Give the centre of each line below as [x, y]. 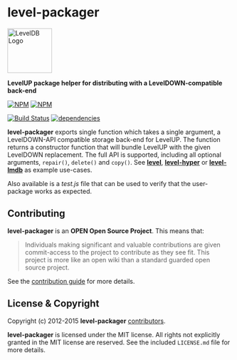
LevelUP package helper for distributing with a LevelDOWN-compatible [115, 83]
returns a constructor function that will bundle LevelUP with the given [109, 147]
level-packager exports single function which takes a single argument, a [114, 132]
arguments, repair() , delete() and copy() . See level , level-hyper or [107, 162]
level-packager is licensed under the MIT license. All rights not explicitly [114, 334]
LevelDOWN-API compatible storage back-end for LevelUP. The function [114, 139]
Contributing [36, 214]
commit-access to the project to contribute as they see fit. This [117, 252]
